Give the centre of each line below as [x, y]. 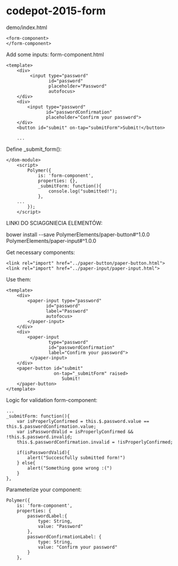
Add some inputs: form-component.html [55, 54]
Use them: [19, 279]
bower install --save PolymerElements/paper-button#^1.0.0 [78, 234]
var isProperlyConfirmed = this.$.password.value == [83, 421]
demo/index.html [27, 27]
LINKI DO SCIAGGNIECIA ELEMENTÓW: [54, 223]
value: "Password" [60, 526]
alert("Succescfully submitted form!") [77, 458]
